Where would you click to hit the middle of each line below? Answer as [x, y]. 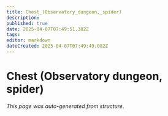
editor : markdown [29, 40]
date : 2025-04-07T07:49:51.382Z [48, 29]
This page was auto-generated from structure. [65, 106]
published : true [27, 23]
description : [23, 18]
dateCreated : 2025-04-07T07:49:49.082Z [57, 46]
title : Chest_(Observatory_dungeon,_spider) [64, 12]
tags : [13, 35]
